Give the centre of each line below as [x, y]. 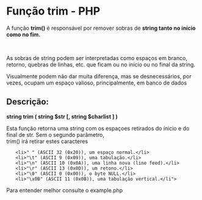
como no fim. [23, 34]
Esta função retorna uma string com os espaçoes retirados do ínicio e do [98, 128]
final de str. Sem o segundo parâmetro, [56, 134]
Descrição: [27, 102]
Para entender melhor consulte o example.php [65, 190]
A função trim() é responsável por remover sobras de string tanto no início [101, 28]
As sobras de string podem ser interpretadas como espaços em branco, [97, 58]
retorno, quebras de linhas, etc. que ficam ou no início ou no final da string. [101, 64]
